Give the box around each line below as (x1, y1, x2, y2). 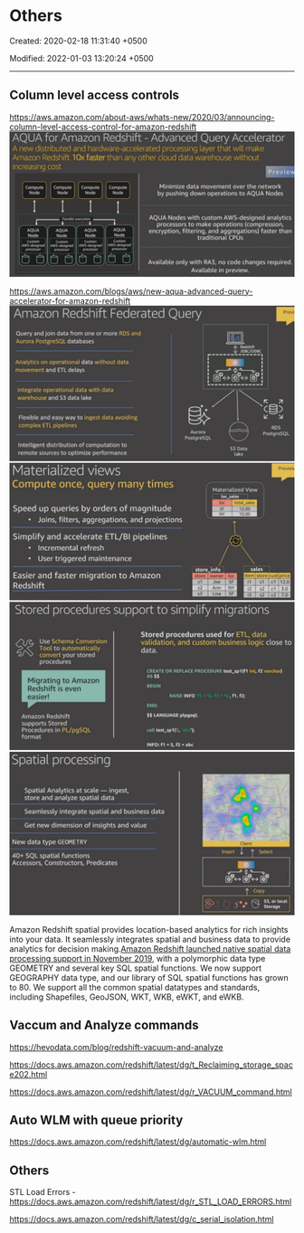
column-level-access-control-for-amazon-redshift (9, 121, 197, 132)
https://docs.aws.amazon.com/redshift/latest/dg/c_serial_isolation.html (9, 1214, 274, 1225)
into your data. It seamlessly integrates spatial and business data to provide (9, 934, 291, 944)
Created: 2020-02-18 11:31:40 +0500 (9, 35, 147, 46)
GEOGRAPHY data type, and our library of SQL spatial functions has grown (9, 972, 289, 982)
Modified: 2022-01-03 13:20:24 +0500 (9, 52, 154, 63)
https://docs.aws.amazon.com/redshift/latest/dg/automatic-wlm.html (9, 1136, 267, 1147)
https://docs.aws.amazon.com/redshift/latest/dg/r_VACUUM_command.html (9, 1086, 292, 1097)
